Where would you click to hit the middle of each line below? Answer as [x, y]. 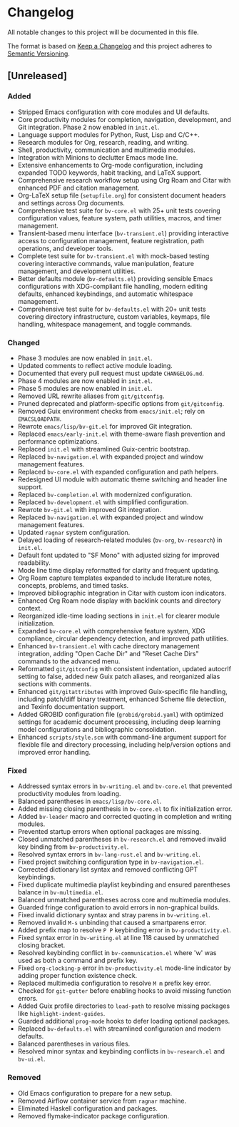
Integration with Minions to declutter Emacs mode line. [98, 157]
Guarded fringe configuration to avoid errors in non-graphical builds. [118, 907]
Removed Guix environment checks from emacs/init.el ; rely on [111, 411]
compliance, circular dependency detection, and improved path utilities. [123, 638]
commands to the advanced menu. [69, 661]
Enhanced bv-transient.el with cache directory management [108, 646]
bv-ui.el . [32, 1059]
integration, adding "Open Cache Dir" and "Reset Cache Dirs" [108, 653]
